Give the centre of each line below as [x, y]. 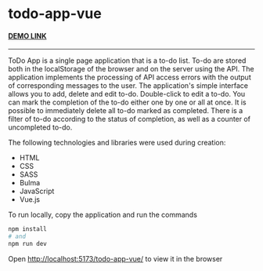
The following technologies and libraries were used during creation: [117, 143]
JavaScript [37, 191]
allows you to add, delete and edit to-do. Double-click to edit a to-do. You [127, 94]
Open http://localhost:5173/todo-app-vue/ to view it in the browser [115, 259]
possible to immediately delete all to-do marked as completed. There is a [126, 111]
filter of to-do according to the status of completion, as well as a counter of [130, 119]
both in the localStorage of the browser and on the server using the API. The [131, 69]
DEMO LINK [27, 35]
